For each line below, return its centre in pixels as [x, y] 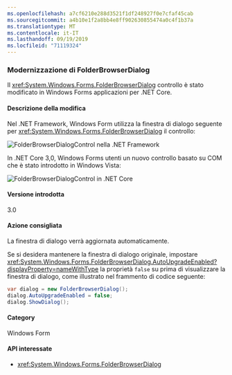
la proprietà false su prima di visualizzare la [163, 269]
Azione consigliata [35, 226]
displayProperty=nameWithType [53, 269]
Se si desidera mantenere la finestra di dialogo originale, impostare [102, 254]
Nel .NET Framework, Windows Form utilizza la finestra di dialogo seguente [115, 124]
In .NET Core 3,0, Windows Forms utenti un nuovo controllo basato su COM [115, 158]
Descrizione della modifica [47, 108]
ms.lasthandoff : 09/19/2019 [48, 39]
